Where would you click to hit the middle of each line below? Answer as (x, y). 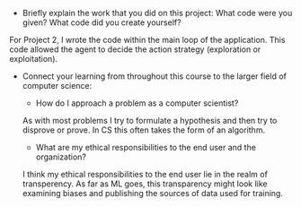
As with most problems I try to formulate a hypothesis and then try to (150, 121)
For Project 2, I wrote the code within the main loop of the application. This (147, 40)
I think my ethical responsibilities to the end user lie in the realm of (145, 174)
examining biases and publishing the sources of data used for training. (152, 193)
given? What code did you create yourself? (102, 22)
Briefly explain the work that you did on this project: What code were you (157, 13)
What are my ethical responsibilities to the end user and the (146, 147)
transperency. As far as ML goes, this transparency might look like (145, 184)
